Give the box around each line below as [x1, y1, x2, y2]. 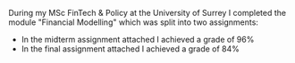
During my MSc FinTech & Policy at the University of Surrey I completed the [8, 8, 287, 18]
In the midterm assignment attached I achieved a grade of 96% [21, 35, 255, 44]
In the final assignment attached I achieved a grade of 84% [21, 43, 240, 54]
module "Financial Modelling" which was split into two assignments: [8, 17, 258, 28]
